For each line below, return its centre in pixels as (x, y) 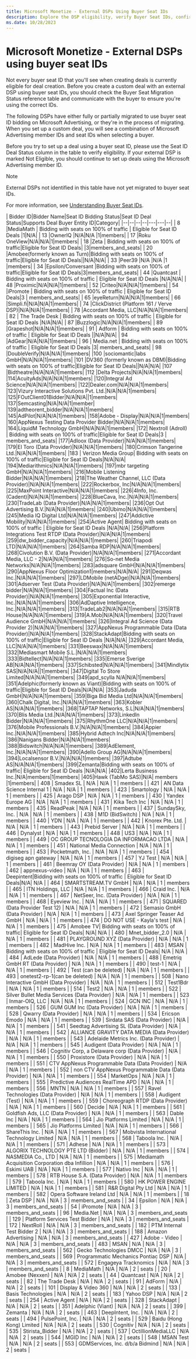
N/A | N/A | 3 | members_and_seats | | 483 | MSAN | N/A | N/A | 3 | (86, 1244)
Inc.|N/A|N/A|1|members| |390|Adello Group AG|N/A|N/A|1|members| (89, 752)
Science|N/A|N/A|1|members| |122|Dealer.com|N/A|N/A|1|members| (87, 385)
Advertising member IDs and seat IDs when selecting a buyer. (80, 135)
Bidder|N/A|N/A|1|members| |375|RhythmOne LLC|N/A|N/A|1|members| (92, 721)
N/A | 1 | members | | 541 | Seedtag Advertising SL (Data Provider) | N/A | (94, 1026)
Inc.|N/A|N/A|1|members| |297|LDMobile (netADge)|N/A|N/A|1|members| (93, 578)
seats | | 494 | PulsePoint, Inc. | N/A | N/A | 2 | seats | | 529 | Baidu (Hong (94, 1319)
